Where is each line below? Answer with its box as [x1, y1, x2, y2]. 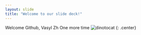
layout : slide [5, 7, 34, 12]
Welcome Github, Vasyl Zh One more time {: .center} [5, 24, 137, 30]
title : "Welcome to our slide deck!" [5, 12, 83, 16]
